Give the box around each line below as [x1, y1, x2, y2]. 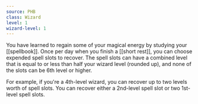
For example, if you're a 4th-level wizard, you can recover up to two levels [6, 78, 188, 86]
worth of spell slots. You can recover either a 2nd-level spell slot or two [6, 84, 181, 92]
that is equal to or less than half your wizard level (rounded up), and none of [6, 61, 191, 68]
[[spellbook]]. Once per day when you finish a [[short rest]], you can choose [6, 48, 193, 55]
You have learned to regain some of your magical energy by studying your [6, 42, 187, 49]
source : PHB [6, 8, 36, 15]
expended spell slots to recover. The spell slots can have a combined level [6, 54, 188, 61]
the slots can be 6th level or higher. [6, 67, 92, 74]
